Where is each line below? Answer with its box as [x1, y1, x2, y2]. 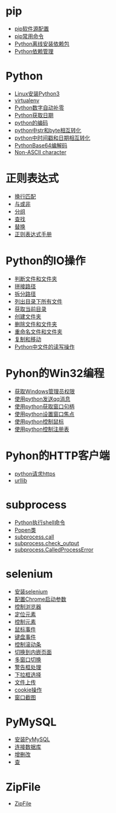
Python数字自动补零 [14, 104, 65, 111]
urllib [14, 476, 28, 484]
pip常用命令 [14, 32, 44, 40]
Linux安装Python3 [14, 89, 60, 97]
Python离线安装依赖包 [14, 40, 70, 47]
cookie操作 [14, 686, 42, 693]
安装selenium [14, 588, 48, 595]
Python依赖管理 [14, 47, 54, 55]
